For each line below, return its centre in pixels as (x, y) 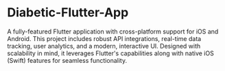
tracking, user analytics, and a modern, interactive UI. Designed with (104, 46)
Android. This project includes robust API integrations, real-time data (104, 38)
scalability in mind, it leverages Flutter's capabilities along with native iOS (110, 53)
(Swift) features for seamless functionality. (67, 60)
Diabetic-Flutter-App (68, 13)
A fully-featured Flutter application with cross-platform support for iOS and (113, 31)
